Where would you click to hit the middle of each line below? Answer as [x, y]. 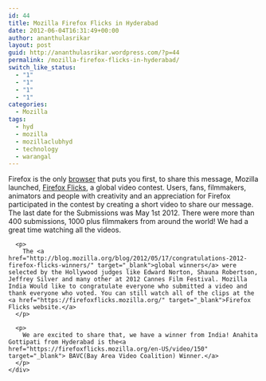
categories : [28, 104]
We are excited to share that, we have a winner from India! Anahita [141, 336]
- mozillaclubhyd [44, 141]
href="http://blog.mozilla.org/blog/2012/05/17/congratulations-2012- [128, 259]
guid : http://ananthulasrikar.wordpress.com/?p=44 [94, 53]
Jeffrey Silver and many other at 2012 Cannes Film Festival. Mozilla [128, 280]
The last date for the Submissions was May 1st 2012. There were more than [131, 213]
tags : [17, 120]
